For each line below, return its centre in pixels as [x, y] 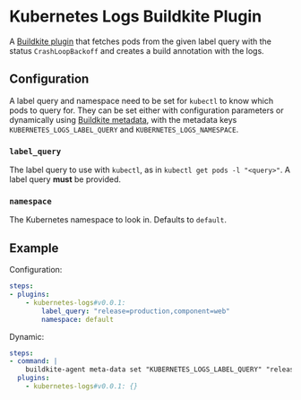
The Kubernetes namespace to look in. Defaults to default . [118, 220]
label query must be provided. [65, 179]
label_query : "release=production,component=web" [136, 311]
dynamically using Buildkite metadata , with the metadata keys [123, 119]
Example [34, 248]
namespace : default [78, 319]
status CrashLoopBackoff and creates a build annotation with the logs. [137, 50]
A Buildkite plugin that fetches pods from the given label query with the [140, 41]
